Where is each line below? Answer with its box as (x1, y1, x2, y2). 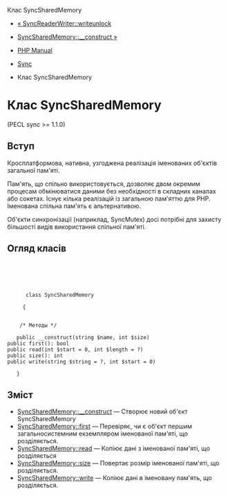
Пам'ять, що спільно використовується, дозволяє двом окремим (7, 180, 200, 188)
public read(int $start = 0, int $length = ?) (7, 346, 144, 353)
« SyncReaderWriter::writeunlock (17, 19, 112, 27)
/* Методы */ (19, 322, 57, 329)
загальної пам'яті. (7, 166, 60, 174)
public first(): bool (7, 340, 70, 347)
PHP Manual (17, 46, 53, 54)
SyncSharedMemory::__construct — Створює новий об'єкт (17, 407, 188, 416)
